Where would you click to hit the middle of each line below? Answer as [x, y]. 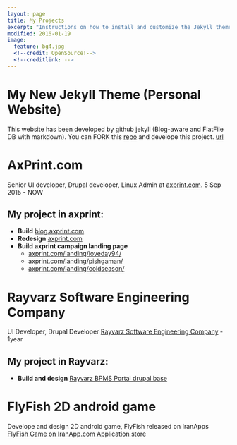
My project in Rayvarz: [58, 361]
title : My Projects [36, 20]
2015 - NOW [25, 192]
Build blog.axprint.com [51, 231]
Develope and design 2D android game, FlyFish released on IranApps [108, 427]
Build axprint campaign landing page [73, 246]
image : [17, 40]
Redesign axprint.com [50, 239]
